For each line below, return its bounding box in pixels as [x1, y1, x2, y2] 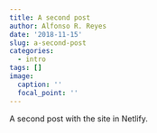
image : [9, 72, 34, 81]
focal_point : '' [17, 88, 78, 97]
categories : [9, 47, 54, 56]
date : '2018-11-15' [9, 30, 83, 39]
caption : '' [17, 80, 63, 89]
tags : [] [9, 64, 42, 73]
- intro [17, 55, 47, 64]
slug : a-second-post [9, 38, 88, 48]
